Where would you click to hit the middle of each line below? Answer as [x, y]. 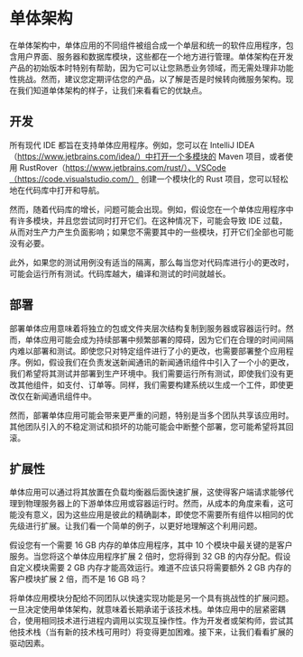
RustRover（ [42, 167]
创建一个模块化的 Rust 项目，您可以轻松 [215, 179]
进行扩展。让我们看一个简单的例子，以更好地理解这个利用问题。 [143, 526]
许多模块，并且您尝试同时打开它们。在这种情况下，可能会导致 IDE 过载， [152, 220]
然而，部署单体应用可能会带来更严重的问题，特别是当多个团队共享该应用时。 [151, 415]
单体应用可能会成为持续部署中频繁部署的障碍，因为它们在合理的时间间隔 [159, 339]
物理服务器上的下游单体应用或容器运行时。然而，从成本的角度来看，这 [155, 504]
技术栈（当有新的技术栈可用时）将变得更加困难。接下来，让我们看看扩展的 [155, 632]
